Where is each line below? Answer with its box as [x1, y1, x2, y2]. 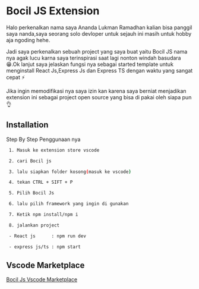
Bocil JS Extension [6, 4, 100, 18]
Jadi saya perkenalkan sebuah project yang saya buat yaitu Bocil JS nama [6, 48, 188, 55]
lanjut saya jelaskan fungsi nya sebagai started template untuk [21, 61, 174, 68]
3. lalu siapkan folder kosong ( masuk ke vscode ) [8, 168, 132, 175]
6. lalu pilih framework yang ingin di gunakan [8, 201, 129, 207]
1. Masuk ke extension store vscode [8, 147, 100, 153]
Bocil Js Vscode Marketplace [6, 276, 78, 283]
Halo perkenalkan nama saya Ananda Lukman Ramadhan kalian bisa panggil [6, 24, 192, 31]
